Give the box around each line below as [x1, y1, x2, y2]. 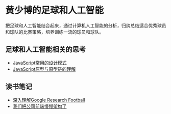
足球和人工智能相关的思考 [5, 45, 86, 54]
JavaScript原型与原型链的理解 [12, 66, 76, 72]
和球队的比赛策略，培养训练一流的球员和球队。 [5, 28, 104, 35]
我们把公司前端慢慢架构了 [12, 103, 67, 109]
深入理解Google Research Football [12, 97, 85, 103]
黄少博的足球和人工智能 [5, 5, 104, 16]
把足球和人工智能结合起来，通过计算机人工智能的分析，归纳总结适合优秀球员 [5, 22, 166, 28]
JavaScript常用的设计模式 [12, 60, 67, 66]
